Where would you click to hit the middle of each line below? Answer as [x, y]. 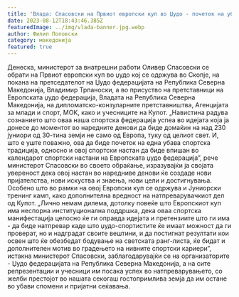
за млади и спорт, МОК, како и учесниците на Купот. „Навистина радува [118, 112]
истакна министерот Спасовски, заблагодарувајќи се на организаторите [118, 256]
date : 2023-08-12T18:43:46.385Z [55, 21]
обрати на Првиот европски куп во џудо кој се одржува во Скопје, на [113, 75]
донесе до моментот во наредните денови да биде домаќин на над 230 [117, 128]
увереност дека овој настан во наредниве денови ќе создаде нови [110, 173]
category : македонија [39, 40]
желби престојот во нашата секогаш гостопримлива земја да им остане [117, 279]
